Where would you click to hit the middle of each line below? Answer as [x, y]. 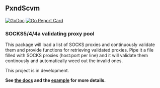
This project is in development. [37, 71]
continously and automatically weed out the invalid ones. [64, 61]
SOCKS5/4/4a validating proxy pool [50, 33]
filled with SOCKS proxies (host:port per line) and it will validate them [77, 56]
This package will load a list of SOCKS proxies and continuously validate [80, 45]
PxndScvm [23, 8]
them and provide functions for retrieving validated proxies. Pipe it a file [79, 50]
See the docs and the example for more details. [56, 80]
